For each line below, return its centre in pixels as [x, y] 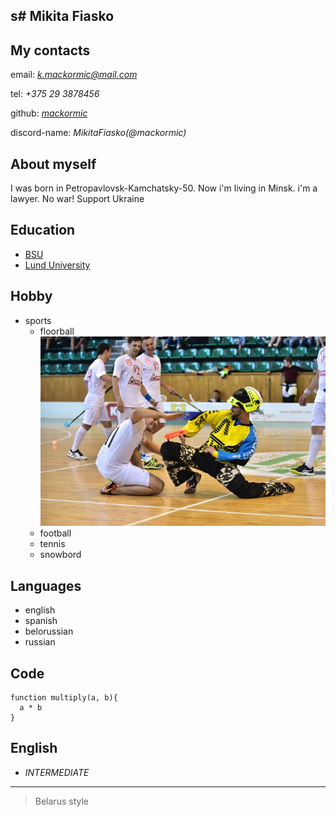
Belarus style [61, 801]
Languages [46, 585]
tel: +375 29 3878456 [55, 94]
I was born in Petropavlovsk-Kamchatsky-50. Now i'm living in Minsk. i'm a [164, 188]
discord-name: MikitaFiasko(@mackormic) [98, 133]
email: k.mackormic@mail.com [74, 75]
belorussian [49, 631]
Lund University [57, 265]
